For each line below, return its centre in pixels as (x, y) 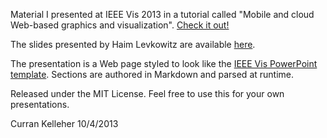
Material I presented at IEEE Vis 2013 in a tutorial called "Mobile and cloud (162, 14)
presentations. (40, 104)
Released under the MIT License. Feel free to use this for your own (147, 93)
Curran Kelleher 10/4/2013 (64, 123)
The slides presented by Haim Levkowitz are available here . (133, 44)
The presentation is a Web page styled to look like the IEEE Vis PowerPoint (164, 63)
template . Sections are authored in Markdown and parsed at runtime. (152, 74)
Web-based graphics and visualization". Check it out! (120, 25)
